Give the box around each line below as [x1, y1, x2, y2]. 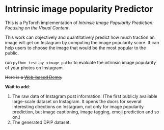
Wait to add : [5, 83, 30, 89]
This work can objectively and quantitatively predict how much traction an [5, 34, 155, 40]
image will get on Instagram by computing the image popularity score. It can [5, 39, 160, 45]
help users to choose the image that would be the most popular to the [5, 45, 146, 51]
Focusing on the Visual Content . [5, 25, 70, 30]
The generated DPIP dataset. [12, 119, 71, 125]
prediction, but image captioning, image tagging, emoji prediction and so [12, 109, 160, 115]
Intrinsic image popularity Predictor [5, 3, 153, 15]
